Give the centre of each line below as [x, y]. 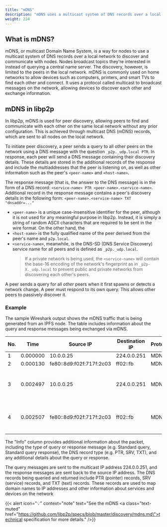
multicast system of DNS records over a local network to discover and [77, 56]
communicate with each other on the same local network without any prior [81, 126]
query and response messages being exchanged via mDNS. [67, 329]
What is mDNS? [30, 39]
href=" [12, 514]
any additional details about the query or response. [57, 458]
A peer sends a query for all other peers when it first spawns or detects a [80, 284]
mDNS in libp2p [30, 109]
